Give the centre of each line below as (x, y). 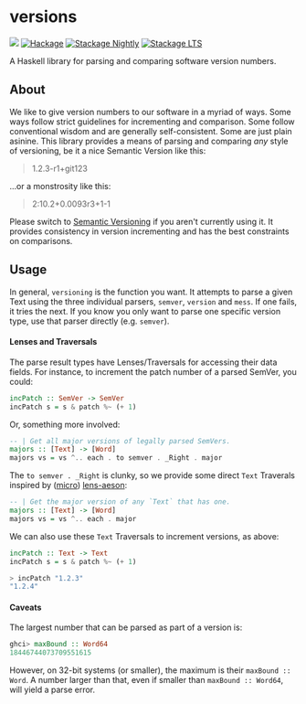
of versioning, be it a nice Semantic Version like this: (108, 150)
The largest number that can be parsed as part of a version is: (126, 627)
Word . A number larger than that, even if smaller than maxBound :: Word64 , (147, 680)
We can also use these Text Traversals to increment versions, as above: (144, 536)
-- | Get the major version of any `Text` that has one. (120, 502)
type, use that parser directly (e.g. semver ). (90, 321)
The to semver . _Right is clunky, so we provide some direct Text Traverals (152, 475)
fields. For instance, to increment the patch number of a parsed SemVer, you (153, 371)
